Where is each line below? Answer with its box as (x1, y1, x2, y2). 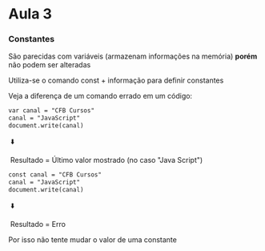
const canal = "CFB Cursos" (8, 171, 102, 179)
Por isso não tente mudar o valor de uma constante (8, 234, 178, 245)
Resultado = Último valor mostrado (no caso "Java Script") (10, 156, 203, 165)
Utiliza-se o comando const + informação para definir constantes (8, 75, 224, 85)
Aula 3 (8, 5, 52, 23)
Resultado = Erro (10, 219, 66, 229)
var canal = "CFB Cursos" (8, 107, 94, 115)
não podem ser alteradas (8, 60, 91, 70)
